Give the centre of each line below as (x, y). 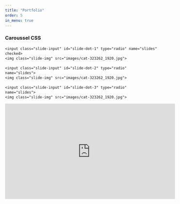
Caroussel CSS (23, 38)
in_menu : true (19, 20)
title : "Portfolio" (25, 10)
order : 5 (14, 15)
